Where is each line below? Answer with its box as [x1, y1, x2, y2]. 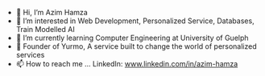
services [15, 50, 45, 59]
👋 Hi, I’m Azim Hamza [15, 8, 89, 17]
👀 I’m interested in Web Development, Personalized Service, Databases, [15, 16, 255, 26]
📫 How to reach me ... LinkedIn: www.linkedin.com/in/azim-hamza [15, 59, 238, 68]
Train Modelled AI [15, 25, 75, 34]
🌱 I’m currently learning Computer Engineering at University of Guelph [15, 33, 249, 42]
